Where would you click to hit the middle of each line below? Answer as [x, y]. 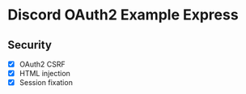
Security [30, 45]
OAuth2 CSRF [42, 64]
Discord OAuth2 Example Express [123, 15]
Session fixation [46, 83]
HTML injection [45, 74]
